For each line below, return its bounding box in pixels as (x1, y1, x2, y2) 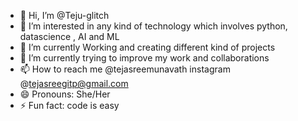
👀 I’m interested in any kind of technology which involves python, (19, 20, 288, 32)
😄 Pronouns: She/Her (19, 88, 111, 100)
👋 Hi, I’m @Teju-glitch (19, 10, 110, 21)
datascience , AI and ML (19, 31, 120, 42)
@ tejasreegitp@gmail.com (19, 78, 129, 89)
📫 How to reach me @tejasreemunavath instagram (19, 63, 231, 75)
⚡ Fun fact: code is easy (19, 100, 120, 111)
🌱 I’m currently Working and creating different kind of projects (19, 41, 276, 53)
